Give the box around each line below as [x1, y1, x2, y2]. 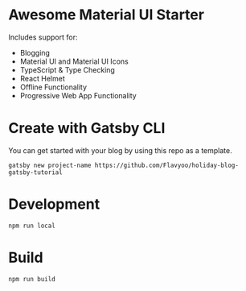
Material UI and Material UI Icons [19, 56, 129, 66]
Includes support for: [8, 32, 78, 42]
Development [8, 195, 100, 214]
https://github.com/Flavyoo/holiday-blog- [94, 161, 240, 169]
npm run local [8, 222, 56, 230]
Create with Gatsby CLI [8, 119, 166, 138]
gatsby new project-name [8, 161, 92, 169]
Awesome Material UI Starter [8, 6, 205, 24]
